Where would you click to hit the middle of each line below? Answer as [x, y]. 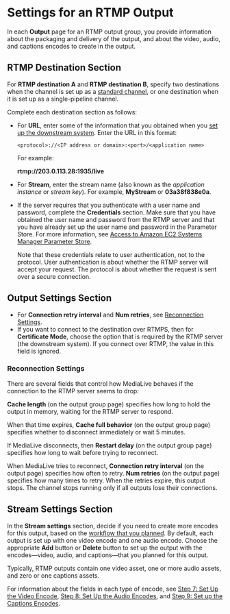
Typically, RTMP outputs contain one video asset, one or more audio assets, [114, 568]
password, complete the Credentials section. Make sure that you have [116, 212]
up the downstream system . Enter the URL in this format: [97, 132]
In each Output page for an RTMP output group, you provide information [110, 32]
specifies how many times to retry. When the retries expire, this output [106, 480]
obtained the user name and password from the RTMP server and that [116, 219]
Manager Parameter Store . [54, 241]
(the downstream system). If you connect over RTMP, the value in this [115, 343]
